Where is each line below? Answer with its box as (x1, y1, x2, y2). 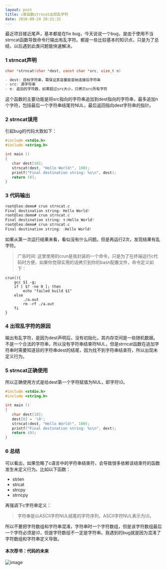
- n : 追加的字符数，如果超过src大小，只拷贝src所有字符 (5, 86, 108, 92)
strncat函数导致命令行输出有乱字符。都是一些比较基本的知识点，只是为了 (5, 37, 155, 43)
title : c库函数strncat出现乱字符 (5, 12, 69, 17)
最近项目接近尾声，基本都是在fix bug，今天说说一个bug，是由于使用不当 (5, 31, 154, 37)
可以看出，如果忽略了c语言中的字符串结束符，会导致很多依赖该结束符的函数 (5, 460, 160, 466)
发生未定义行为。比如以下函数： (5, 466, 71, 472)
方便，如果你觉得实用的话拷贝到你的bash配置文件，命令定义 (26, 259, 150, 265)
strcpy (12, 487, 26, 493)
